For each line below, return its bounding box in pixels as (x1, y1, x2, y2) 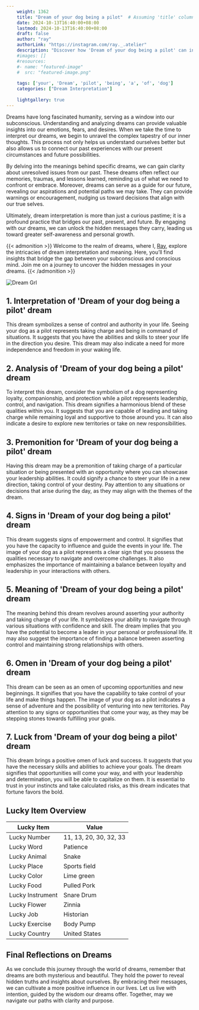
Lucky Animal (9, 852, 47, 861)
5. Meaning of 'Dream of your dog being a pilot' (6, 585, 184, 595)
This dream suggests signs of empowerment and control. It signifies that (6, 536, 184, 543)
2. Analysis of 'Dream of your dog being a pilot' (6, 363, 184, 374)
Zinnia (63, 901, 81, 909)
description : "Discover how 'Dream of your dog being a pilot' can (17, 47, 187, 53)
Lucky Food (9, 881, 42, 890)
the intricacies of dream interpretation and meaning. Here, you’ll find (6, 248, 174, 256)
